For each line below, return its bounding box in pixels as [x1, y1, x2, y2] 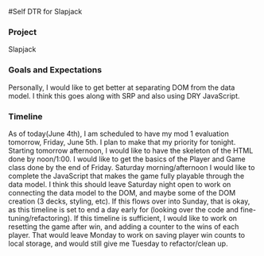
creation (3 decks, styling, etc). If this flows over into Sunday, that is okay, [8, 196, 250, 206]
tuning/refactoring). [8, 213, 73, 223]
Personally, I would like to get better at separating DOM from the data [8, 83, 235, 92]
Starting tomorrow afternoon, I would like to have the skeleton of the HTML [8, 145, 254, 155]
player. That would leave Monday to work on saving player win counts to [8, 230, 245, 239]
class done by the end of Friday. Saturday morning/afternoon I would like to [8, 162, 255, 172]
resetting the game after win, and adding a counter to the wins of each [8, 222, 239, 231]
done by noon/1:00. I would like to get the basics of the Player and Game [8, 154, 247, 164]
